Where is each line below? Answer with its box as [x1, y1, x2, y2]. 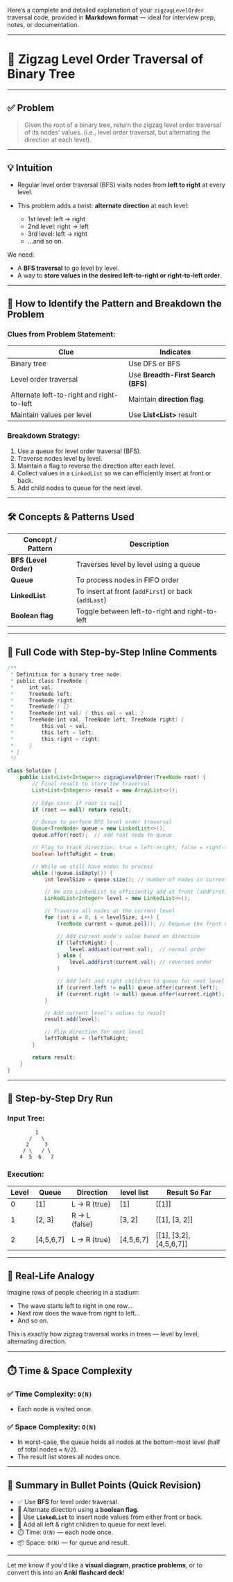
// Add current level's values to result [44, 1010, 166, 1017]
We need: [7, 250, 35, 259]
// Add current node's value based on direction [56, 933, 200, 939]
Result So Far [166, 1187, 212, 1197]
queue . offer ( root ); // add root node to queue [32, 832, 172, 839]
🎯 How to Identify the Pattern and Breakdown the [7, 298, 222, 309]
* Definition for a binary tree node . [10, 671, 123, 679]
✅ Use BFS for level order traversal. [17, 1498, 119, 1506]
